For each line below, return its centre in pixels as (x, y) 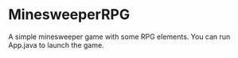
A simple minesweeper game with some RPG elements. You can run (119, 37)
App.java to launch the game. (57, 44)
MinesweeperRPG (69, 15)
